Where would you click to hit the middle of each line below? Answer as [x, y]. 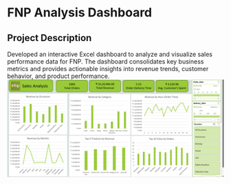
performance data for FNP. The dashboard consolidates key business [106, 62]
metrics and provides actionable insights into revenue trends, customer [108, 69]
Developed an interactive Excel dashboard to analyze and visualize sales [110, 54]
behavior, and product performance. [58, 76]
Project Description [49, 38]
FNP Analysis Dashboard [80, 13]
